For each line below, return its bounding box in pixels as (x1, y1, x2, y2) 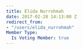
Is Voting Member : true (11, 35, 69, 41)
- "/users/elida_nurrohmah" (6, 24, 75, 30)
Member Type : (6, 30, 38, 36)
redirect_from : (6, 19, 43, 25)
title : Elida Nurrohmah (6, 8, 64, 14)
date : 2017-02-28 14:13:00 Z (6, 14, 77, 20)
